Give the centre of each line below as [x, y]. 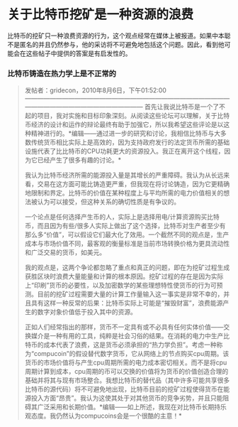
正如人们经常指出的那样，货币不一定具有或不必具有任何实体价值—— [124, 327]
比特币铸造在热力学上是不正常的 [62, 73]
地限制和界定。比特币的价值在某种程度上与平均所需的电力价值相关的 [124, 193]
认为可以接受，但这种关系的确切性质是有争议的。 [109, 202]
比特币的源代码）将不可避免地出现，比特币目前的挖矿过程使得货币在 [124, 389]
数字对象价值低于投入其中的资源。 [87, 312]
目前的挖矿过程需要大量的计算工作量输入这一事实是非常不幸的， [130, 294]
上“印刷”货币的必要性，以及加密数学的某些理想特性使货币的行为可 [121, 286]
